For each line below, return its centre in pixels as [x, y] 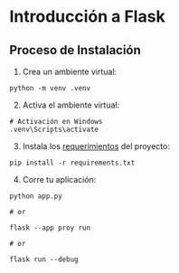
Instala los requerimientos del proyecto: [96, 146]
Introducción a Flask [87, 17]
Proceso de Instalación [75, 50]
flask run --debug [44, 259]
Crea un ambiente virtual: [70, 71]
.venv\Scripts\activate [54, 129]
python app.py [36, 196]
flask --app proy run [50, 228]
